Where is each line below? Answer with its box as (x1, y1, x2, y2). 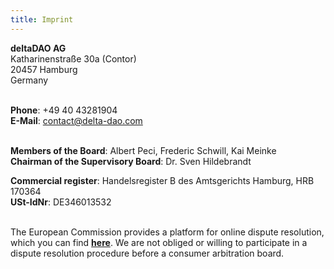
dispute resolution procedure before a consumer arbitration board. (10, 247, 285, 259)
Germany (10, 74, 49, 86)
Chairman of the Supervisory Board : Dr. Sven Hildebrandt (10, 155, 252, 167)
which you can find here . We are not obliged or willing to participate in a (10, 236, 308, 248)
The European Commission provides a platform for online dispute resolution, (10, 226, 325, 238)
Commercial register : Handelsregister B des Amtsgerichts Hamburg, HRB (10, 174, 315, 186)
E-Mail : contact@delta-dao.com (10, 114, 143, 126)
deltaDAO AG (10, 42, 67, 54)
